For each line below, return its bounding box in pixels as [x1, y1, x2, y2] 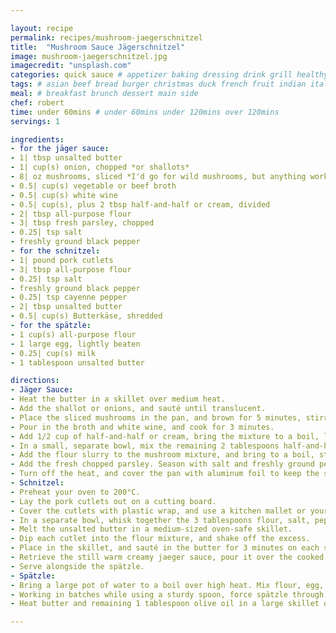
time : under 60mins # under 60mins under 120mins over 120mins [10, 107, 280, 117]
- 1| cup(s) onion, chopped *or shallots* [10, 162, 190, 173]
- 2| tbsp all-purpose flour [10, 209, 132, 219]
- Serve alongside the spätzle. [10, 561, 145, 571]
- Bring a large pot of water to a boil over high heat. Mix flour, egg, [10, 580, 325, 590]
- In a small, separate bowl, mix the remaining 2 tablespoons [10, 441, 280, 451]
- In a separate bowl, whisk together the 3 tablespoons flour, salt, [10, 515, 311, 525]
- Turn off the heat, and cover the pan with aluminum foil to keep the [10, 469, 320, 479]
